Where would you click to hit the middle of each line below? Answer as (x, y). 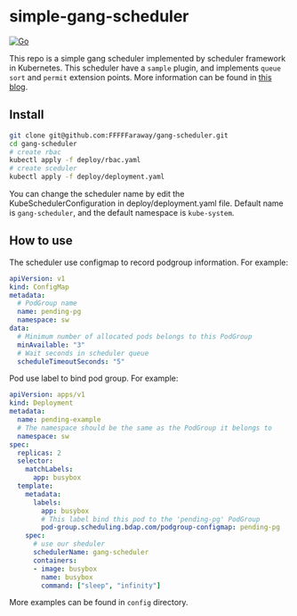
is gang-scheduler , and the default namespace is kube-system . (122, 213)
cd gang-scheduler (43, 144)
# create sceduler (43, 168)
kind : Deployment (41, 403)
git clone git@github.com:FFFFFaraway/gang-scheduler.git (119, 136)
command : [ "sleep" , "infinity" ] (101, 586)
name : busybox (67, 577)
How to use (41, 241)
